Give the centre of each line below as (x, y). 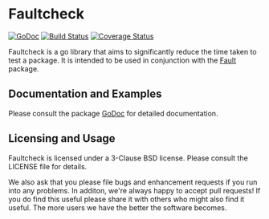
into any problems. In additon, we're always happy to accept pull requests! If (134, 190)
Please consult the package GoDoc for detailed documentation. (113, 113)
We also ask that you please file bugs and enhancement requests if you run (133, 182)
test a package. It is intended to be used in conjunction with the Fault (122, 60)
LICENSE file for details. (48, 166)
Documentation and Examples (85, 94)
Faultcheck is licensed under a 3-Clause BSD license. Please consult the (128, 158)
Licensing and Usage (62, 138)
